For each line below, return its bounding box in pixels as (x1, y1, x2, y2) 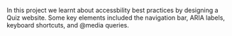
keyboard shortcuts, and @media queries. (6, 21, 129, 29)
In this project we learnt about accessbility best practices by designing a (6, 6, 219, 14)
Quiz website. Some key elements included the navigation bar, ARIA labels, (6, 13, 225, 22)
